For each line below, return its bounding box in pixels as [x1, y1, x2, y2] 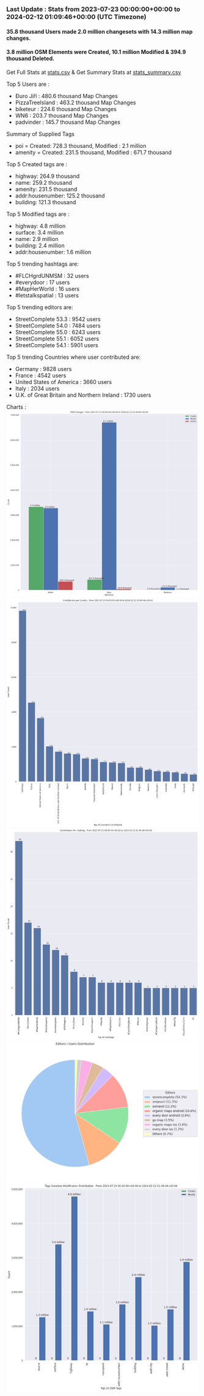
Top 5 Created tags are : [6, 160, 68, 167]
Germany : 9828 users [15, 365, 72, 372]
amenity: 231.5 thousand [15, 185, 78, 193]
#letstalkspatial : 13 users [15, 291, 79, 299]
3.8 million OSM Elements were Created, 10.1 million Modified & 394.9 [6, 48, 186, 56]
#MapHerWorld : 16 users [15, 285, 80, 293]
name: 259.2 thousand [15, 178, 72, 186]
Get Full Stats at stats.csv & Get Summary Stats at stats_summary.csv [6, 68, 181, 75]
